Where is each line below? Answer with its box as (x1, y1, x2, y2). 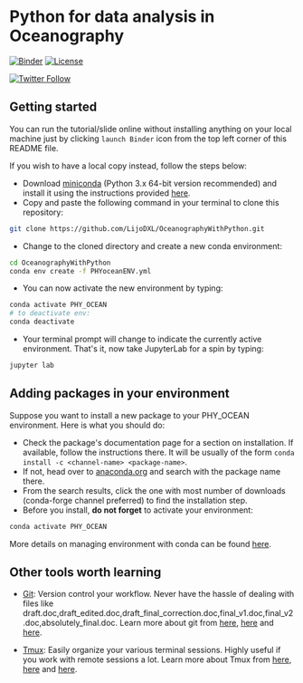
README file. (9, 142, 59, 153)
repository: (22, 207, 63, 217)
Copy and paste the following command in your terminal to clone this (22, 197, 279, 207)
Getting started (9, 100, 98, 115)
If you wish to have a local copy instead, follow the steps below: (9, 160, 247, 171)
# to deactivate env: (9, 309, 91, 318)
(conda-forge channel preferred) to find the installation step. (22, 495, 248, 505)
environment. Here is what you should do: (9, 419, 166, 430)
